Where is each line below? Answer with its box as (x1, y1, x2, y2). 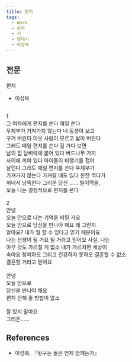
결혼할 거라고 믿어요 (6, 258, 52, 265)
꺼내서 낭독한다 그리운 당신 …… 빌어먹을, (6, 179, 101, 186)
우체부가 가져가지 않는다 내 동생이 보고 (6, 127, 95, 134)
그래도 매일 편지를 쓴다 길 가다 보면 (6, 142, 87, 149)
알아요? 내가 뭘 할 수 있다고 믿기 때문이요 (6, 229, 101, 236)
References (6, 333, 50, 343)
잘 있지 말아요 (6, 307, 38, 315)
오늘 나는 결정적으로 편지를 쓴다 (6, 186, 79, 193)
